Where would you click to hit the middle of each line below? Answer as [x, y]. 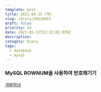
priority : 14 [18, 28]
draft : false [18, 23]
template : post [20, 10]
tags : [10, 46]
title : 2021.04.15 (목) [29, 14]
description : [18, 37]
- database [20, 50]
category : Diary [21, 42]
